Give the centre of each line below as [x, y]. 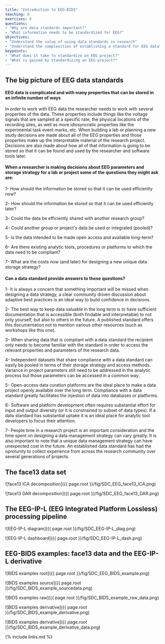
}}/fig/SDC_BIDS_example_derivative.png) [47, 612]
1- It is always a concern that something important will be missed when [77, 289]
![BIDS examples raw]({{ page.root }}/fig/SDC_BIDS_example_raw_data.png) [82, 598]
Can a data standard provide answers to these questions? [65, 278]
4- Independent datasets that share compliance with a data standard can [79, 360]
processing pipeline [36, 517]
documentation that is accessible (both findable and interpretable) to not [79, 315]
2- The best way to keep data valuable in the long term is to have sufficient [81, 309]
